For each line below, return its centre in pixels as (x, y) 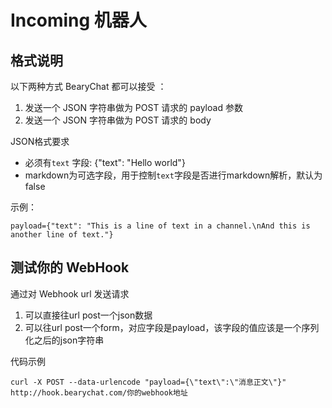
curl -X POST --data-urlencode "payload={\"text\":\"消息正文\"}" (148, 382)
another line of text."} (62, 235)
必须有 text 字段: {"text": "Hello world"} (105, 162)
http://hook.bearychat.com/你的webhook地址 (99, 392)
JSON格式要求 (40, 141)
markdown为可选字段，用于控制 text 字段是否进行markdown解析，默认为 (173, 175)
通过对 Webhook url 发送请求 (70, 293)
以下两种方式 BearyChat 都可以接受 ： (88, 86)
